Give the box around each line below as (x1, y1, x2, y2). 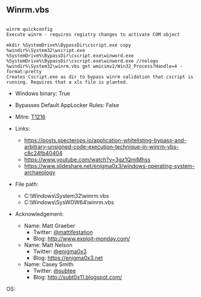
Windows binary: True (15, 90, 71, 97)
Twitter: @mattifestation (33, 228, 93, 235)
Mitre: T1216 (15, 113, 46, 120)
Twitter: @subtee (33, 267, 76, 274)
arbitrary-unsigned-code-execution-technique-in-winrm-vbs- (24, 143, 179, 150)
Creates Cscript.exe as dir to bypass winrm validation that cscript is (6, 74, 194, 80)
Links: (15, 125, 30, 132)
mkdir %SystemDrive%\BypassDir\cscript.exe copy (6, 42, 131, 48)
